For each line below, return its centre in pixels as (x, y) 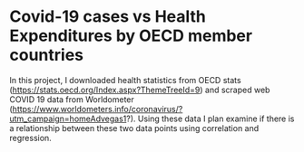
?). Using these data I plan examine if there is (211, 119)
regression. (30, 138)
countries (47, 55)
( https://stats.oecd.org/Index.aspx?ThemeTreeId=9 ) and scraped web (140, 90)
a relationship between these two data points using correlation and (134, 128)
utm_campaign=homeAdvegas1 (68, 119)
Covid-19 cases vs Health (108, 17)
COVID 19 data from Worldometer (72, 99)
